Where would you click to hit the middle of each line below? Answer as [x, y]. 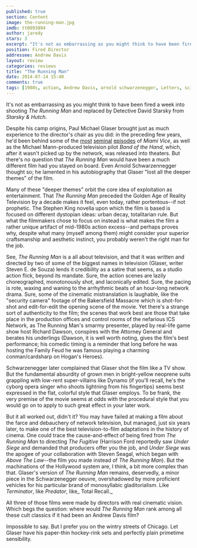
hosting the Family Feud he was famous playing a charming [78, 350]
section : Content [27, 17]
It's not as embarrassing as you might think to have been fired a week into [95, 104]
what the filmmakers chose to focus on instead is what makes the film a [92, 220]
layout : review [25, 60]
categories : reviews [31, 66]
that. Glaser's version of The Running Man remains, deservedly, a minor [93, 472]
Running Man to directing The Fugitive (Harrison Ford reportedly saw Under [97, 441]
